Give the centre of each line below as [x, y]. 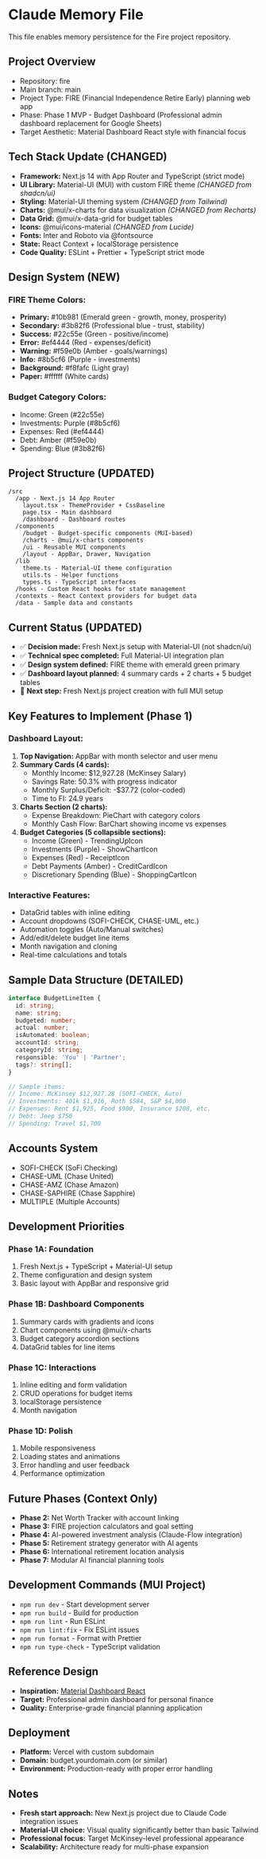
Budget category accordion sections [79, 1338]
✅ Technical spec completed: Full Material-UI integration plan [122, 656]
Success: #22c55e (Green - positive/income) [94, 334]
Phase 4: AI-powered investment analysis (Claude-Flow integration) [131, 1535]
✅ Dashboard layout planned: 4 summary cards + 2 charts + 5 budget [135, 674]
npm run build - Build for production [79, 1612]
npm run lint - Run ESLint [62, 1621]
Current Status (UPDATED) [75, 627]
